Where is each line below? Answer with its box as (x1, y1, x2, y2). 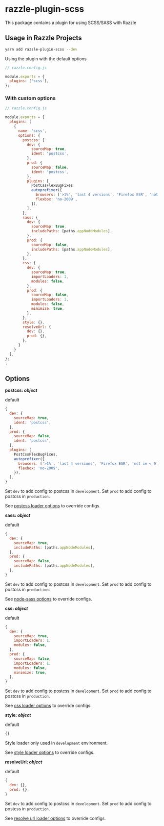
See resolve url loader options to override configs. (5, 815, 106, 821)
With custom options (5, 95, 56, 101)
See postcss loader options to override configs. (5, 503, 101, 509)
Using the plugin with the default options (5, 55, 87, 62)
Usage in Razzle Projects (5, 34, 82, 42)
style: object (5, 712, 31, 718)
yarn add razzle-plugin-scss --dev (5, 47, 78, 52)
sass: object (5, 512, 31, 518)
